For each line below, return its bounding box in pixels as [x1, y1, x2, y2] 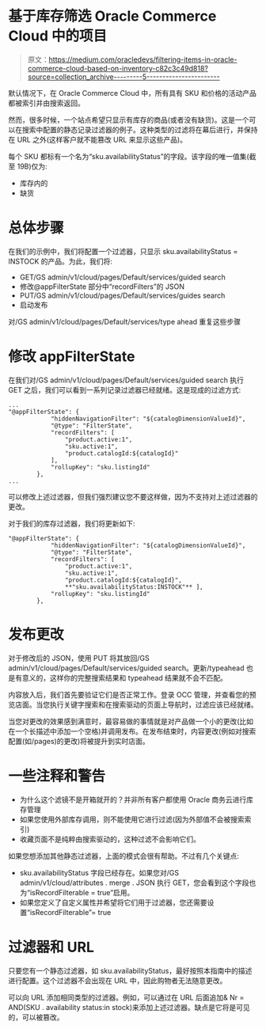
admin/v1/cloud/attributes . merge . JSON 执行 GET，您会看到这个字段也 [19, 878, 256, 887]
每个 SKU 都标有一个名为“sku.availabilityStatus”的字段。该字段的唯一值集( [8, 151, 249, 161]
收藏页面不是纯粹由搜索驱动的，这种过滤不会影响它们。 [19, 834, 200, 844]
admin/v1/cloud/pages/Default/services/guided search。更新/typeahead [8, 663, 245, 673]
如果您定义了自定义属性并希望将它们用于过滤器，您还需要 [19, 898, 207, 907]
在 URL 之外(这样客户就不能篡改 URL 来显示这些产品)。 [8, 135, 188, 144]
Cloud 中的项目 [8, 27, 108, 45]
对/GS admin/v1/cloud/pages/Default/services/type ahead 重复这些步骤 [8, 317, 241, 326]
